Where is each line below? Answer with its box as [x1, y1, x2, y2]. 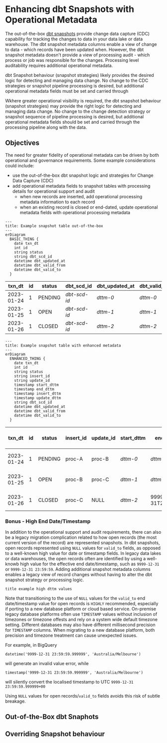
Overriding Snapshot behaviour [5, 730, 105, 738]
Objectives [5, 139, 40, 147]
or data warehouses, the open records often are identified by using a [5, 556, 146, 562]
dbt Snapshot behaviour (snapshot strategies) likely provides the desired [5, 72, 154, 78]
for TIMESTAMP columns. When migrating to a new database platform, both [5, 627, 155, 633]
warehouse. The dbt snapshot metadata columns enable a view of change [5, 41, 157, 47]
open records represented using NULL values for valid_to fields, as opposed [5, 545, 161, 551]
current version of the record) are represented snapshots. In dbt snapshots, [5, 540, 160, 546]
